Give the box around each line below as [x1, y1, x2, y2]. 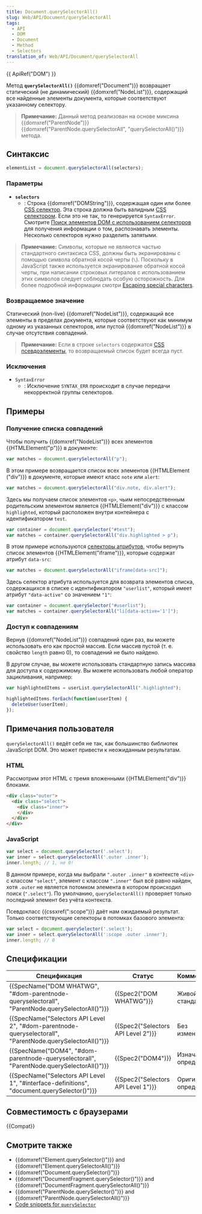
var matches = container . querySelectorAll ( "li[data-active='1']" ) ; [6, 608, 179, 614]
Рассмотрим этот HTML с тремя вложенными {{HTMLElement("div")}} [6, 774, 186, 782]
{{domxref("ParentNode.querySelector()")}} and [14, 1188, 135, 1195]
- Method [11, 43, 34, 49]
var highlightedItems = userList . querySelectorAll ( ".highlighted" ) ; [6, 685, 182, 691]
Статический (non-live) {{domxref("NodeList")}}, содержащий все [6, 310, 174, 317]
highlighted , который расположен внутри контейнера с [6, 508, 149, 516]
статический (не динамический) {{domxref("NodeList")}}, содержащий [6, 88, 188, 95]
